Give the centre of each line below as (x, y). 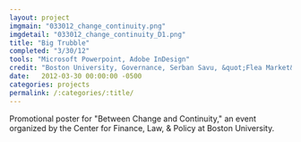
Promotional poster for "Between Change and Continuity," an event (133, 119)
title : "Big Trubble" (50, 43)
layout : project (39, 18)
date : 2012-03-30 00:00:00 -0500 (76, 76)
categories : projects (50, 84)
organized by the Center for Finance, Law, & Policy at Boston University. (142, 128)
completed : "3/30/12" (50, 51)
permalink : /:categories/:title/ (72, 93)
